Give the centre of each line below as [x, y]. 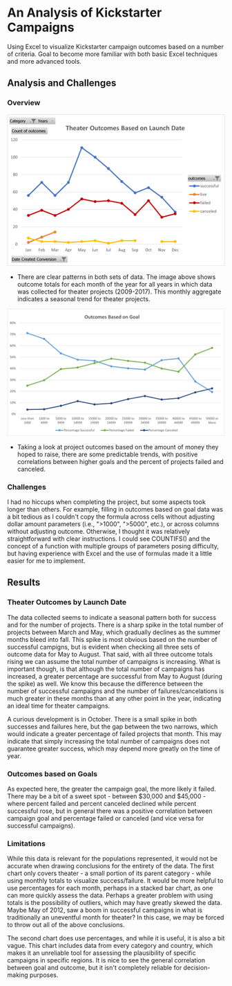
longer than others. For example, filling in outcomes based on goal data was [115, 510]
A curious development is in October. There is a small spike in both [102, 719]
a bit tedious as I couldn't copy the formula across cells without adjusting [111, 517]
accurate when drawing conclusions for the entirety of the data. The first [110, 866]
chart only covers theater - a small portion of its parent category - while [109, 873]
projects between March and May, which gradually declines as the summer [114, 632]
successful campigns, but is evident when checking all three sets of [104, 647]
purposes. [44, 975]
